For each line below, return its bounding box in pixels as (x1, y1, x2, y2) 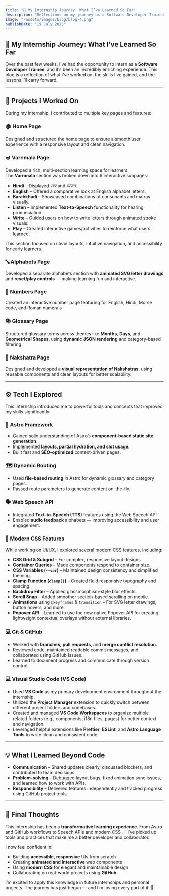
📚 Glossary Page (5, 317, 49, 324)
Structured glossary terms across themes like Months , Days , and (5, 331, 141, 337)
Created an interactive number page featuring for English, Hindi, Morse (5, 300, 152, 306)
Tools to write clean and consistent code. (12, 732, 99, 738)
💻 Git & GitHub (5, 628, 43, 635)
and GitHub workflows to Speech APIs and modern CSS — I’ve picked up (5, 829, 157, 835)
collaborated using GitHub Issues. (12, 652, 83, 658)
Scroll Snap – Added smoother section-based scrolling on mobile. (12, 594, 149, 600)
